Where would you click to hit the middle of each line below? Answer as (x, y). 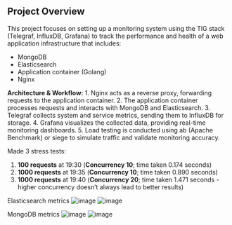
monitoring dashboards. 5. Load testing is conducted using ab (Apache (110, 130)
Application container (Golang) (62, 71)
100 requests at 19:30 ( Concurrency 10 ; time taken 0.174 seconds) (115, 165)
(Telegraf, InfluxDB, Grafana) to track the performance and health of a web (115, 36)
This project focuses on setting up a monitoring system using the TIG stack (116, 28)
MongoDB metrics (33, 214)
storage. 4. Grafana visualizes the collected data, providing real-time (107, 123)
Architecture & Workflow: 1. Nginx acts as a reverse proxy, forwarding (110, 93)
